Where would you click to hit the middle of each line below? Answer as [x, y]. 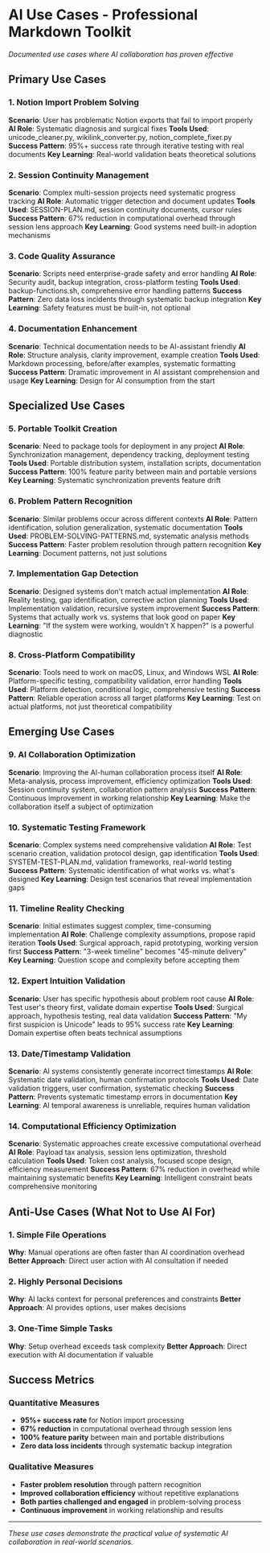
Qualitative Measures [51, 1467]
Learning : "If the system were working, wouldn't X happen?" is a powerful [131, 625]
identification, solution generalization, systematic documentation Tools [126, 527]
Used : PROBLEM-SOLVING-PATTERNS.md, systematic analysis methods [129, 536]
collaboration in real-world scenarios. [71, 1542]
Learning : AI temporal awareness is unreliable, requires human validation [129, 1105]
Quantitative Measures [54, 1403]
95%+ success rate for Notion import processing [102, 1420]
